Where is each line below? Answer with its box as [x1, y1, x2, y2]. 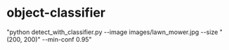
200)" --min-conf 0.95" [23, 35, 92, 43]
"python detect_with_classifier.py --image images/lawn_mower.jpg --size [6, 28, 218, 36]
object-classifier [6, 5, 106, 21]
